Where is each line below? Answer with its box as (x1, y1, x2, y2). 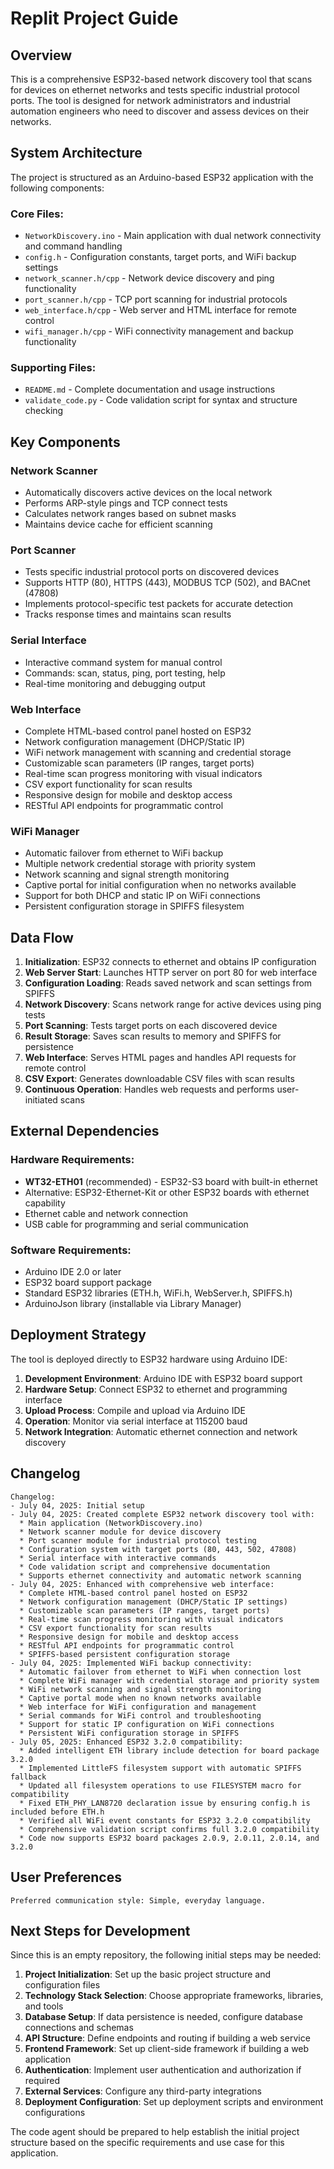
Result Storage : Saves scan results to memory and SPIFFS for (24, 1030, 282, 1042)
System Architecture (10, 145, 143, 162)
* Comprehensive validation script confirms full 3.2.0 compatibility (19, 1824, 320, 1834)
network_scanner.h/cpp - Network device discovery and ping (24, 272, 275, 284)
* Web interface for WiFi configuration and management (19, 1702, 257, 1712)
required (24, 2075, 61, 2087)
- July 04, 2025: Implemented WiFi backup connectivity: (10, 1658, 253, 1668)
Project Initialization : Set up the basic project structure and (24, 1968, 272, 1981)
